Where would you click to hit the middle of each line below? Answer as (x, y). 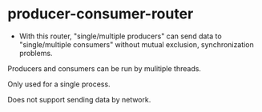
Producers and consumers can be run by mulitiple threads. (105, 68)
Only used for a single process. (59, 84)
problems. (36, 53)
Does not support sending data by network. (79, 99)
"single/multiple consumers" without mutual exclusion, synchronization (136, 44)
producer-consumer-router (101, 14)
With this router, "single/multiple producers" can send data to (120, 36)
